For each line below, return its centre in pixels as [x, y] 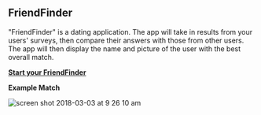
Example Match [34, 87]
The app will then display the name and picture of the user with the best [125, 48]
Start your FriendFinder [47, 72]
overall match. [31, 57]
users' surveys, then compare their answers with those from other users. [126, 40]
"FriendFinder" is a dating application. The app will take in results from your [130, 32]
